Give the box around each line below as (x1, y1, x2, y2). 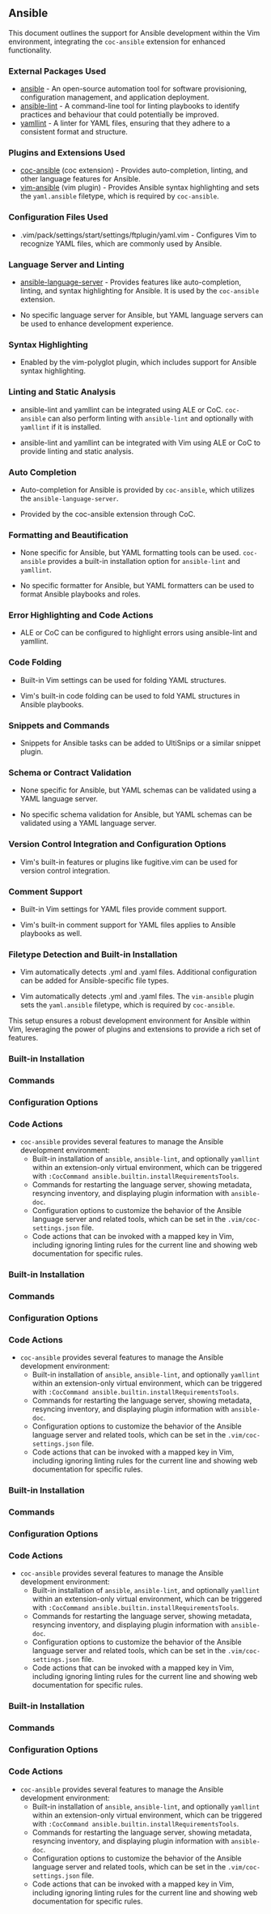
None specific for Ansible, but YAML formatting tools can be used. (19, 548, 241, 558)
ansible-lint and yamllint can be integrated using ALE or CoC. (19, 404, 224, 414)
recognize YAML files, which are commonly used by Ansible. (19, 238, 222, 248)
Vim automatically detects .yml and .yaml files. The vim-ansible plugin (19, 992, 255, 1002)
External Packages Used (8, 65, 107, 76)
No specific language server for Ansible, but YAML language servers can (19, 310, 264, 319)
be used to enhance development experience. (19, 319, 174, 328)
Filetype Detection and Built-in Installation (8, 948, 178, 959)
